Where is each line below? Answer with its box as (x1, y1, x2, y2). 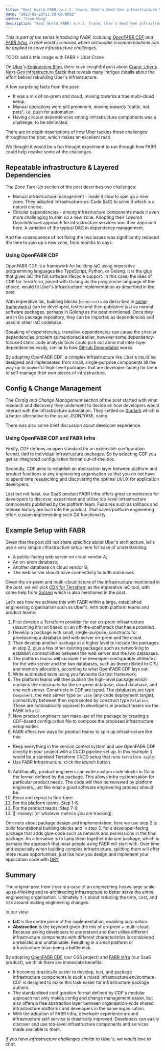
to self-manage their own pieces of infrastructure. (5, 370, 107, 376)
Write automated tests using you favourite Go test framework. (12, 671, 138, 677)
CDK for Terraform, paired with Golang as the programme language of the (5, 279, 155, 285)
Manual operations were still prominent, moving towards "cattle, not (12, 104, 150, 110)
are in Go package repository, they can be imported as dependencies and (5, 314, 154, 320)
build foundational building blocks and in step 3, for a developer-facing (5, 825, 149, 831)
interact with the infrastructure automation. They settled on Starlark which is (5, 408, 160, 413)
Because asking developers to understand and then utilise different (12, 929, 148, 935)
